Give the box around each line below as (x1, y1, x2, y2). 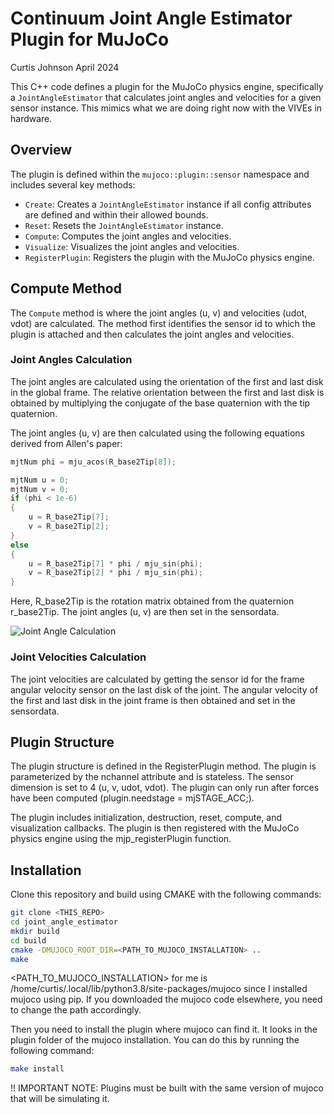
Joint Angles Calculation (10, 353, 133, 367)
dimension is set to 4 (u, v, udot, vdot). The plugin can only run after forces (10, 782, 320, 794)
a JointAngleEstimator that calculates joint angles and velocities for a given (10, 91, 322, 103)
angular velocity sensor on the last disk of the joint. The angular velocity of (10, 683, 319, 696)
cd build (10, 935, 47, 946)
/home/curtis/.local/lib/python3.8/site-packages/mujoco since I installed (10, 983, 308, 995)
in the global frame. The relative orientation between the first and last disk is (10, 386, 325, 398)
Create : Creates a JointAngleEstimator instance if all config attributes (24, 198, 312, 210)
